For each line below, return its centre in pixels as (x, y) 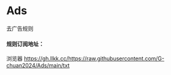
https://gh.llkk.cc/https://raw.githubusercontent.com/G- (94, 58)
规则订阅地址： (25, 44)
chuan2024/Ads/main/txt (38, 66)
